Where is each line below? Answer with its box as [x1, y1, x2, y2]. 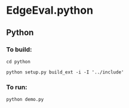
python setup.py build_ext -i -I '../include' [6, 69, 124, 75]
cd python [6, 58, 31, 64]
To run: [6, 83, 28, 91]
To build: [6, 45, 32, 54]
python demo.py [6, 97, 44, 103]
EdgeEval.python [6, 4, 94, 17]
